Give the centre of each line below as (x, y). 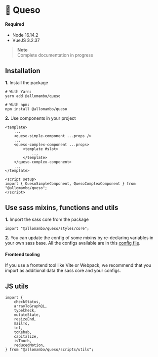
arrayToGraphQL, (31, 306)
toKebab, (23, 332)
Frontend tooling (23, 254)
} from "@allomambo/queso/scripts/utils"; (49, 350)
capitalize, (26, 337)
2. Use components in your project (40, 118)
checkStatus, (27, 302)
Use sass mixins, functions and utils (62, 207)
